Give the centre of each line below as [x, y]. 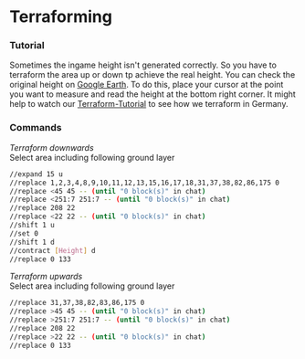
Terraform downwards [52, 147]
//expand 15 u [37, 174]
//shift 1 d [32, 242]
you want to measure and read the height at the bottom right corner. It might [153, 94]
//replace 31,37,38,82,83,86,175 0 [77, 303]
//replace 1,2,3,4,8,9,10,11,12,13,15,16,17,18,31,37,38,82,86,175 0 [145, 183]
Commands [36, 128]
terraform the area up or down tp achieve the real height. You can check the [152, 75]
